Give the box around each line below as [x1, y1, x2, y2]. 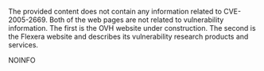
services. [8, 40, 38, 50]
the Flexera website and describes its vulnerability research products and [8, 32, 249, 41]
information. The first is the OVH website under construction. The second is [8, 24, 256, 32]
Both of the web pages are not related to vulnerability [49, 15, 224, 24]
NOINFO [8, 55, 36, 65]
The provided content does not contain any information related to [8, 7, 223, 16]
